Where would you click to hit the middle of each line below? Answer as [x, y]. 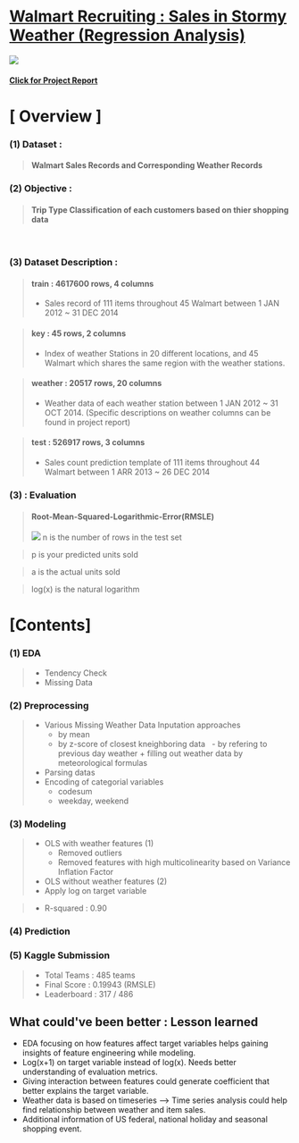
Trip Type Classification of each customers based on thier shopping [160, 210]
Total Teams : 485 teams [90, 975]
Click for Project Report [54, 80]
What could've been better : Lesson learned [134, 1022]
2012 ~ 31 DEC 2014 [81, 313]
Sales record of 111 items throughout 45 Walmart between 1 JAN [162, 303]
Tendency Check [75, 673]
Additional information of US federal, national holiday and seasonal [145, 1120]
